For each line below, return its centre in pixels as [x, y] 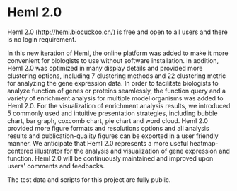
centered [21, 151]
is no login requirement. [42, 39]
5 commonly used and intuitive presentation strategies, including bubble [112, 113]
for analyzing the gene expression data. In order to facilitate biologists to [113, 83]
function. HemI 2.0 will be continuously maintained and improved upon [110, 158]
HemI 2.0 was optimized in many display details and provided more [105, 68]
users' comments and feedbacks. [56, 166]
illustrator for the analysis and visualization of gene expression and [132, 151]
